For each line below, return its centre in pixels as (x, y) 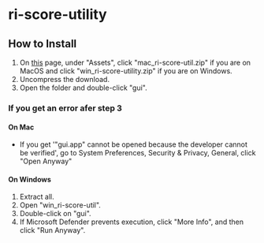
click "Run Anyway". (52, 230)
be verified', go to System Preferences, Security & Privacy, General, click (138, 153)
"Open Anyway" (46, 161)
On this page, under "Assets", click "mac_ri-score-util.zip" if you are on (135, 62)
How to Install (43, 44)
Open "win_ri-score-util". (60, 205)
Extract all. (37, 197)
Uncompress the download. (65, 79)
